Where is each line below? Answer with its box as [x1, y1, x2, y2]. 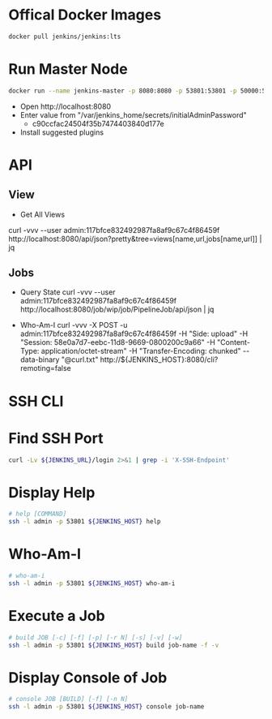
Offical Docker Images [8, 6, 162, 24]
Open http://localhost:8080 [19, 101, 112, 111]
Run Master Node [8, 60, 128, 78]
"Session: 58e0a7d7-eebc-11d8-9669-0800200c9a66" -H [19, 338, 216, 347]
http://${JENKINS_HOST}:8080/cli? [100, 355, 219, 364]
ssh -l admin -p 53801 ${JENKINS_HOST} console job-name [8, 703, 205, 711]
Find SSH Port [8, 428, 104, 447]
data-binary [19, 355, 60, 364]
